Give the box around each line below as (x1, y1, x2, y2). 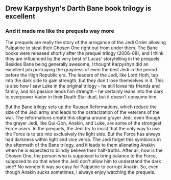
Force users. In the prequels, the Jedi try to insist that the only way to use (5, 125, 160, 131)
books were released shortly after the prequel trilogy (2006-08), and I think (5, 50, 164, 56)
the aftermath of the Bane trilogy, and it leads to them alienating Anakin (5, 142, 155, 148)
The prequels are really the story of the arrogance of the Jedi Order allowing (5, 39, 166, 45)
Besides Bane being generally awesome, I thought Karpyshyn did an (5, 61, 149, 67)
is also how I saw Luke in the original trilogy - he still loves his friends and (5, 83, 160, 89)
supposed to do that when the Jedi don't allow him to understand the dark (5, 158, 161, 164)
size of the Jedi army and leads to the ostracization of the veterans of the (5, 109, 160, 115)
